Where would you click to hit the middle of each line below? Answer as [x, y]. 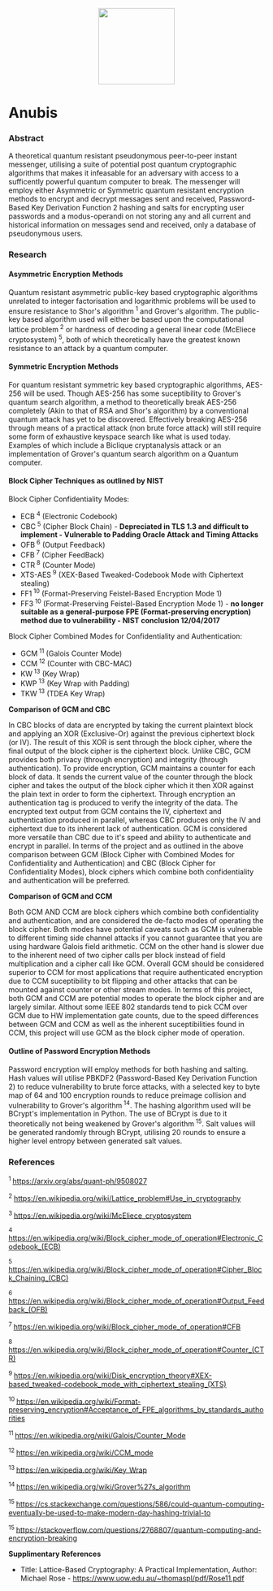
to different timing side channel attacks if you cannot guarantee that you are [135, 938]
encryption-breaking [43, 1538]
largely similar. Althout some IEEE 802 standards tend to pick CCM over [128, 1007]
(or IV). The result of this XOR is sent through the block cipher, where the [130, 742]
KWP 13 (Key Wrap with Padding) [75, 683]
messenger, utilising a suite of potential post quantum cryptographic [123, 165]
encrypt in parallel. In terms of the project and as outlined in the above [126, 846]
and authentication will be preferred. [69, 880]
